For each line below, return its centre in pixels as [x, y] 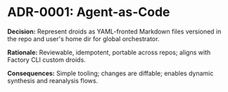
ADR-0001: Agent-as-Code [89, 12]
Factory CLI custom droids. [46, 59]
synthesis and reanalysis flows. [53, 80]
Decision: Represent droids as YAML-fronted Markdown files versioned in [114, 31]
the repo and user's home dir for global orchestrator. [83, 38]
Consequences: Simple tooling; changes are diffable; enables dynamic [110, 73]
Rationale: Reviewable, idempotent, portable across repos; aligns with [109, 52]
